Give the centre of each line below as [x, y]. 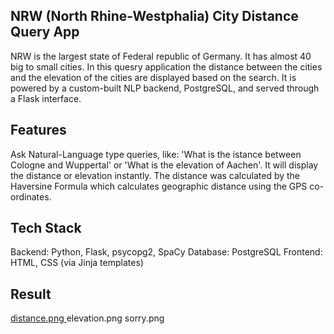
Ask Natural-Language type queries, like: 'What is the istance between [156, 154]
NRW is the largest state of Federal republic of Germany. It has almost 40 [161, 56]
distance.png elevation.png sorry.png [87, 318]
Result [31, 294]
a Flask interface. [46, 98]
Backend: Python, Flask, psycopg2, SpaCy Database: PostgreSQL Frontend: [166, 252]
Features [38, 130]
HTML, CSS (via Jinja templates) [77, 263]
